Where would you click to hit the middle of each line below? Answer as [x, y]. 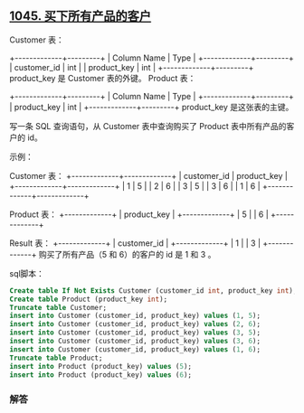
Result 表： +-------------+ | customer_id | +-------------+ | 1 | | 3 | [135, 243]
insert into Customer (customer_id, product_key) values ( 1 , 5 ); [135, 316]
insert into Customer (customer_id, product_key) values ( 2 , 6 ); [135, 324]
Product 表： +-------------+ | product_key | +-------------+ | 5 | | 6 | [139, 214]
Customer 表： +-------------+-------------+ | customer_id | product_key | [148, 175]
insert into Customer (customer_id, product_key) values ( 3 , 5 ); [135, 333]
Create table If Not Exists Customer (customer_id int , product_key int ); [153, 291]
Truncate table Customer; [58, 307]
